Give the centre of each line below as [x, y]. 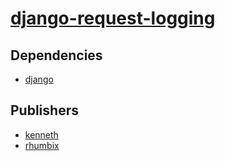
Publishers [44, 110]
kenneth [41, 134]
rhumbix [42, 145]
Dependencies [56, 55]
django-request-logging [113, 18]
